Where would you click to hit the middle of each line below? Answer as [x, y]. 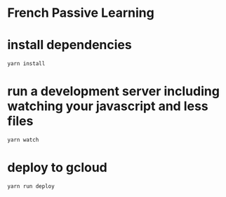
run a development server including [113, 91]
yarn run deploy [31, 186]
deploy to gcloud [57, 168]
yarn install [26, 64]
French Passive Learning [81, 13]
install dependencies [69, 45]
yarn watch [23, 140]
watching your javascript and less [108, 106]
